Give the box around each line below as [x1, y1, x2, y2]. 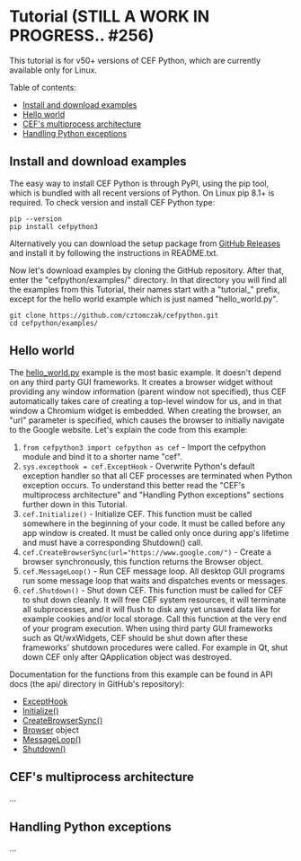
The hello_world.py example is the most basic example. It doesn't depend [9, 366, 281, 378]
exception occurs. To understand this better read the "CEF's [22, 479, 245, 490]
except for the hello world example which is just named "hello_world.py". [9, 294, 279, 304]
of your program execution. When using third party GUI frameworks [22, 622, 273, 634]
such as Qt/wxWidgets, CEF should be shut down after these [22, 632, 249, 643]
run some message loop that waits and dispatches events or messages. [22, 575, 288, 585]
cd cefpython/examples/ [9, 319, 99, 328]
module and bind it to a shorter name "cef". [22, 451, 182, 461]
